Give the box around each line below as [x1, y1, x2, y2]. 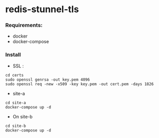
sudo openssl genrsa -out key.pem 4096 [5, 77, 90, 82]
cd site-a [5, 100, 26, 105]
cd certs [5, 73, 24, 78]
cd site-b [5, 123, 26, 128]
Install [5, 51, 21, 58]
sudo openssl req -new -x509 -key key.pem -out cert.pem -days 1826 [5, 81, 154, 87]
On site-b [12, 113, 33, 120]
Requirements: [5, 22, 43, 29]
